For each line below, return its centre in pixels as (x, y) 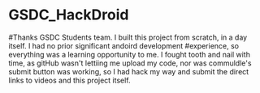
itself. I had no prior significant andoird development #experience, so (124, 45)
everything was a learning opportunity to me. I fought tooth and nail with (129, 54)
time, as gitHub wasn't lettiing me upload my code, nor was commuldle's (130, 63)
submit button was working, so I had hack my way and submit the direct (129, 71)
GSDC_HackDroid (69, 15)
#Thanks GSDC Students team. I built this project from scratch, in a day (128, 37)
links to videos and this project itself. (70, 80)
